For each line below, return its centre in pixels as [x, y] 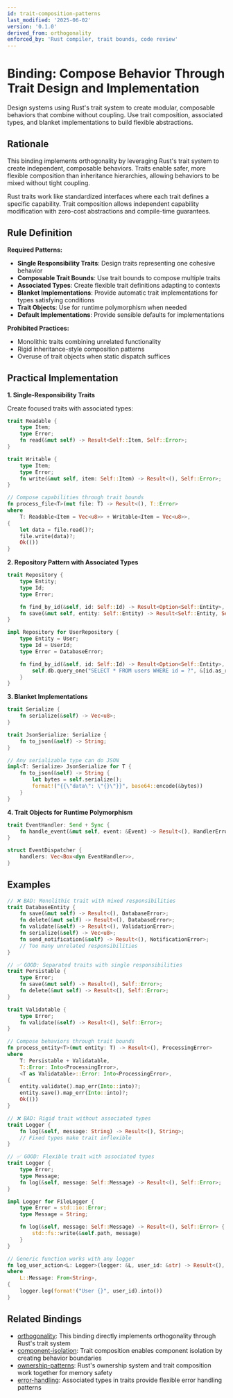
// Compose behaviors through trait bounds [71, 1042]
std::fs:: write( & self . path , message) [86, 1234]
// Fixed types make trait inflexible [76, 1138]
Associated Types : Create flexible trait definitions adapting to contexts [119, 285]
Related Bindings [44, 1319]
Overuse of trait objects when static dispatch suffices [94, 356]
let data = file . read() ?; [57, 530]
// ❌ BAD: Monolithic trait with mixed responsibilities [92, 901]
